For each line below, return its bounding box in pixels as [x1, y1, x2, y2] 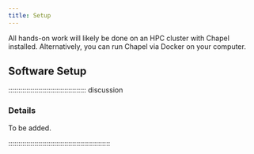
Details [8, 105, 36, 116]
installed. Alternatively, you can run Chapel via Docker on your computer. [8, 41, 247, 51]
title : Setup [8, 11, 51, 20]
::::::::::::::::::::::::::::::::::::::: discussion [8, 85, 123, 95]
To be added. [8, 123, 51, 133]
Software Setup [8, 65, 87, 78]
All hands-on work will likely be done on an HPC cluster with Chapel [8, 33, 229, 43]
